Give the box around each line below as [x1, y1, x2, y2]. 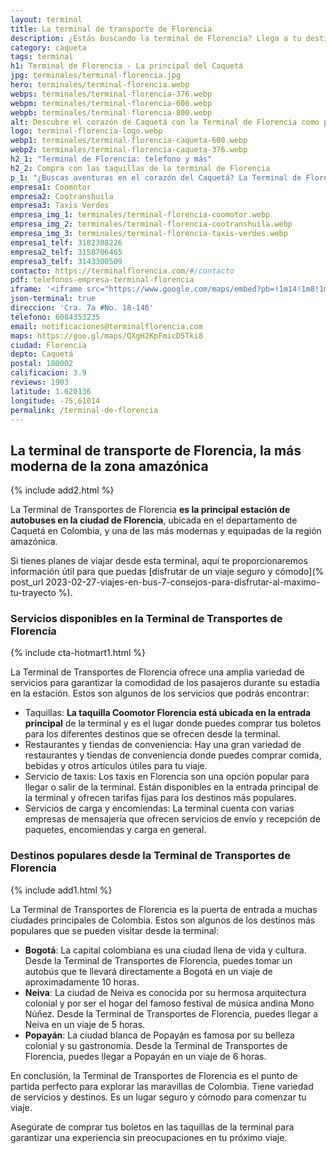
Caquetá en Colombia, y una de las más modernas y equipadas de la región [10, 525, 322, 537]
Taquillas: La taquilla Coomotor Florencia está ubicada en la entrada [24, 707, 312, 719]
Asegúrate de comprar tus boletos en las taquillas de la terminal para [10, 1121, 295, 1133]
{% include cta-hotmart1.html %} [10, 647, 146, 659]
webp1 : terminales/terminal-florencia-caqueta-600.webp [10, 136, 248, 146]
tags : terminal [10, 52, 74, 62]
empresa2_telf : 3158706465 [10, 247, 123, 257]
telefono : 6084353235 [10, 312, 101, 322]
